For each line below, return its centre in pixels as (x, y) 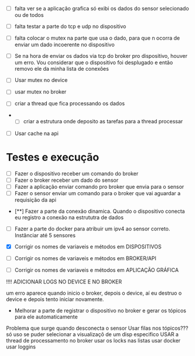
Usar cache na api (36, 133)
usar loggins (21, 347)
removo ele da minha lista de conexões (62, 69)
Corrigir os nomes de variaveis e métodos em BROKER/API (85, 258)
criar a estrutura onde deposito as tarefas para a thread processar (103, 122)
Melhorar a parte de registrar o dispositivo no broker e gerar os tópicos (100, 310)
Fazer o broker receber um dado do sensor (66, 180)
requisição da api (35, 200)
